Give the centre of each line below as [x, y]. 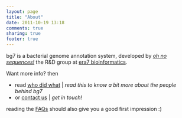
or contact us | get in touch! [48, 97]
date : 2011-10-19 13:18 [35, 22]
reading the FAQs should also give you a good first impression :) [84, 109]
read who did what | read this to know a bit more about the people [95, 85]
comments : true [25, 28]
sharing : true [24, 34]
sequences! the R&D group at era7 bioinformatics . [67, 62]
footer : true [22, 39]
